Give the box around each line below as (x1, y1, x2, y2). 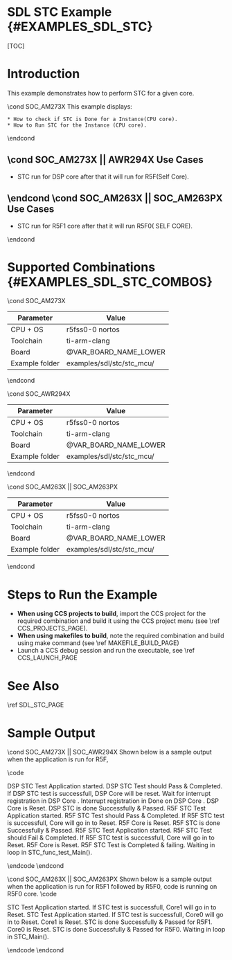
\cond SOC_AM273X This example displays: (7, 102, 133, 111)
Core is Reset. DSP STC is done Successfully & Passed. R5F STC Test (7, 804, 206, 813)
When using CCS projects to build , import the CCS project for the (17, 610, 206, 618)
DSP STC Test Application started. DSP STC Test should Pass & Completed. (7, 782, 223, 790)
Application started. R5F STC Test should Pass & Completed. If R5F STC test (7, 811, 225, 820)
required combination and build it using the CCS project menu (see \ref (17, 617, 220, 625)
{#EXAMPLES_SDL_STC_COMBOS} (7, 274, 213, 289)
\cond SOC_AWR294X (7, 390, 71, 398)
